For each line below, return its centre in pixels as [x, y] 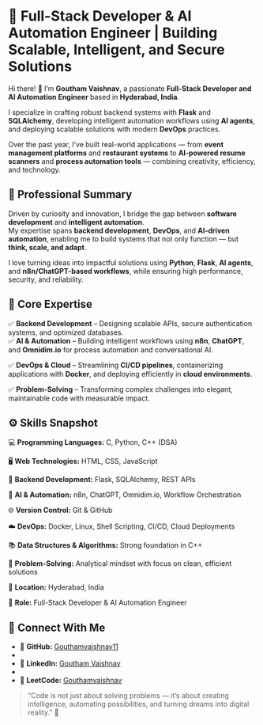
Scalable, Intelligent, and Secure [116, 50]
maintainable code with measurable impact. [79, 398]
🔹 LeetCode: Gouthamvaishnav [71, 681]
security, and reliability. [46, 279]
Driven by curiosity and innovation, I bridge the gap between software [122, 214]
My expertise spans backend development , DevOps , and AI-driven [119, 230]
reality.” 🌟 [43, 712]
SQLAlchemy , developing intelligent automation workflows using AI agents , [131, 120]
